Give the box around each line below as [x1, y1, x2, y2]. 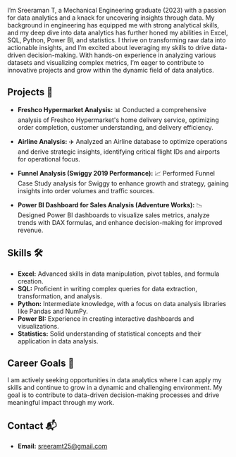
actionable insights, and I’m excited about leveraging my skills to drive [7, 44, 211, 51]
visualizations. [17, 322, 60, 330]
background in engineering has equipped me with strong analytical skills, [7, 21, 220, 29]
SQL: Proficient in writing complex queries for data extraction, [17, 284, 198, 293]
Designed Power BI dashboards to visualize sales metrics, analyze [17, 211, 210, 219]
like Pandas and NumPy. [17, 307, 88, 315]
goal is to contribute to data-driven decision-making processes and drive [7, 391, 220, 399]
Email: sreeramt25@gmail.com [17, 442, 108, 451]
